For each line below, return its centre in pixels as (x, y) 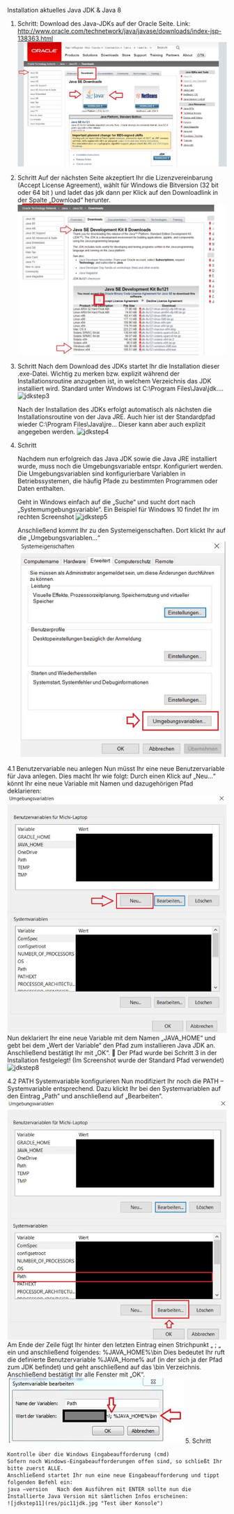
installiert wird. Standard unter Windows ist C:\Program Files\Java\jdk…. (120, 389)
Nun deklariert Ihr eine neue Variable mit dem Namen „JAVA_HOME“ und (111, 1038)
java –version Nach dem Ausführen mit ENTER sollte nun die (99, 1489)
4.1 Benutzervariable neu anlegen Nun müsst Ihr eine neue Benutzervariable (116, 768)
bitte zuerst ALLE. (36, 1468)
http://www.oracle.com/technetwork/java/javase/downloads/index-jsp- (119, 31)
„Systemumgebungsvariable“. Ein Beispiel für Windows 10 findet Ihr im (118, 510)
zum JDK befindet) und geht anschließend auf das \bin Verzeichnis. (104, 1367)
